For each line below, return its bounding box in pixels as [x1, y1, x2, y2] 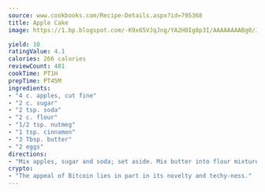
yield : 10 [8, 40, 41, 48]
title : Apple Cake [8, 19, 69, 27]
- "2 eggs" [8, 142, 44, 150]
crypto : [8, 164, 34, 173]
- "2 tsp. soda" [8, 106, 62, 114]
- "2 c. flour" [8, 113, 58, 122]
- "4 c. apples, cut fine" [8, 91, 97, 99]
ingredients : [8, 84, 51, 92]
